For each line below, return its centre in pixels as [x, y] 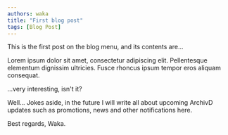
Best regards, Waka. [37, 124]
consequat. [24, 75]
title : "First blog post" [45, 20]
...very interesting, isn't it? [45, 89]
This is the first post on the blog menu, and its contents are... [95, 47]
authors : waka [28, 14]
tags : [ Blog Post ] [34, 27]
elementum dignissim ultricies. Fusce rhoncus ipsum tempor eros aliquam [114, 68]
